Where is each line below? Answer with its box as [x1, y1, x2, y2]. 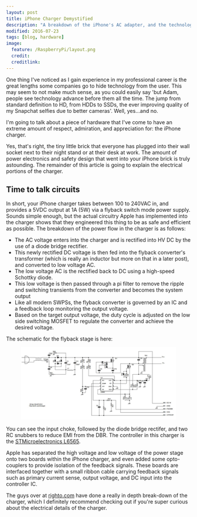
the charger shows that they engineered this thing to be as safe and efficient [6, 219, 191, 226]
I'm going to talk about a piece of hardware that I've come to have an [6, 118, 173, 126]
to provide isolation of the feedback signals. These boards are [28, 462, 179, 469]
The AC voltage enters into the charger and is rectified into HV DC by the [14, 236, 191, 244]
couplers [6, 462, 28, 469]
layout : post [6, 9, 38, 15]
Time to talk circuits [6, 185, 80, 195]
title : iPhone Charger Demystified [6, 15, 93, 22]
